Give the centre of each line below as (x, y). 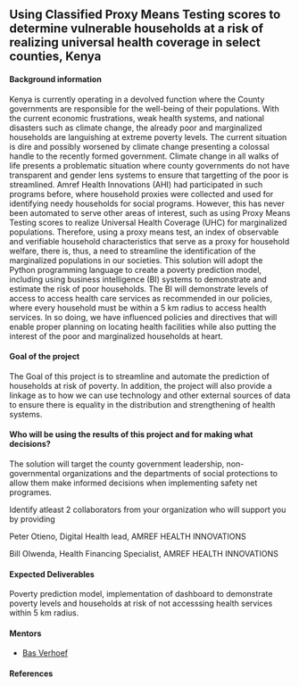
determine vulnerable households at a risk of (137, 29)
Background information (56, 79)
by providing (32, 519)
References (31, 674)
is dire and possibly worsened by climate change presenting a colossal (139, 146)
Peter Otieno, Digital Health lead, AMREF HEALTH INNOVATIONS (128, 536)
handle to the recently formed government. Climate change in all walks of (144, 156)
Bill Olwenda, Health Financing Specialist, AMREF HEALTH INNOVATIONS (144, 554)
